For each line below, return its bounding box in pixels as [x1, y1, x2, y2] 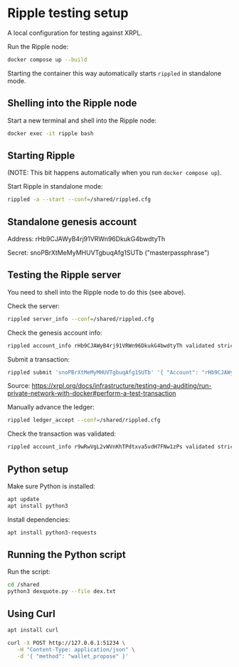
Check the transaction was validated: [7, 429, 116, 438]
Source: [7, 382, 31, 390]
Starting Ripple [7, 149, 75, 162]
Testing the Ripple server [7, 269, 122, 281]
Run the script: [7, 567, 51, 576]
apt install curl [7, 626, 59, 634]
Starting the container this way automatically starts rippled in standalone [7, 69, 222, 78]
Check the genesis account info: [7, 328, 102, 337]
